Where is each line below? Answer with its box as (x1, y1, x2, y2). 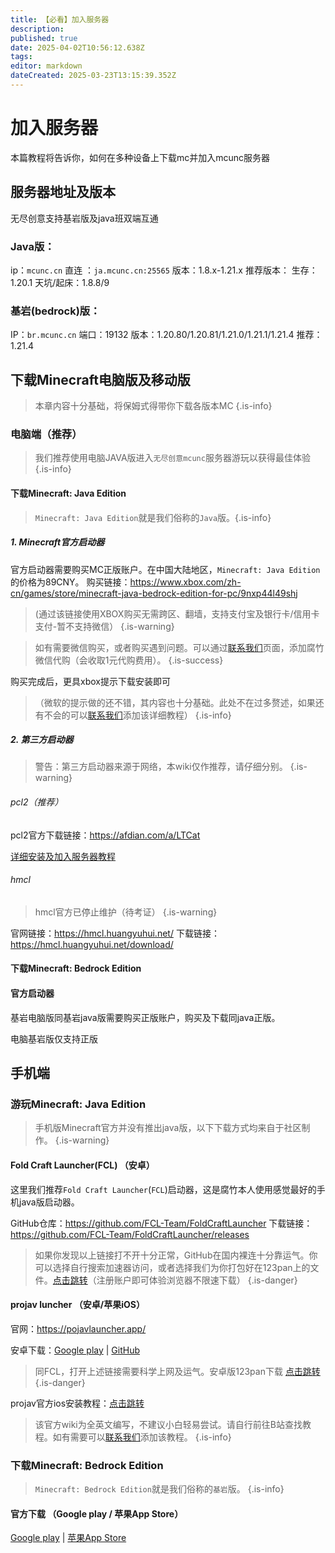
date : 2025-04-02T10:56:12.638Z (10, 42, 145, 53)
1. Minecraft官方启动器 (10, 536, 105, 548)
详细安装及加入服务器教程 (10, 850, 116, 862)
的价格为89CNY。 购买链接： (10, 576, 131, 588)
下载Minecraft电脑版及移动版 (10, 371, 191, 388)
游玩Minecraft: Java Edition (10, 1097, 147, 1111)
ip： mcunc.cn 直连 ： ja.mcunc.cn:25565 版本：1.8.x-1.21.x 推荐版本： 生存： (10, 264, 318, 276)
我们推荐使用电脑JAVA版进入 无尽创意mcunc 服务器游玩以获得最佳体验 (34, 452, 311, 464)
